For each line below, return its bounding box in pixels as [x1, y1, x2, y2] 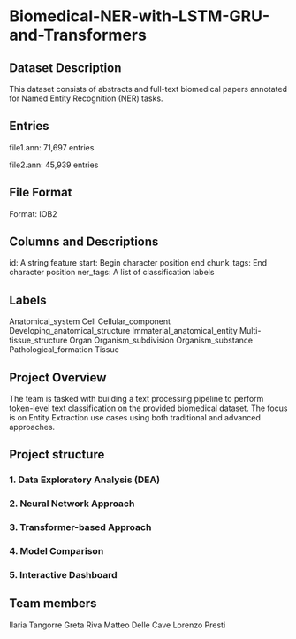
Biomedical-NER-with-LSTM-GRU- [9, 6, 270, 27]
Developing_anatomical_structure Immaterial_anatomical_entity [9, 326, 239, 336]
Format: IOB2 [9, 208, 57, 219]
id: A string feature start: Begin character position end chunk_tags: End [9, 258, 268, 268]
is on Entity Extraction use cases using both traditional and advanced [9, 412, 261, 423]
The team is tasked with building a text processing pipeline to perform [9, 394, 264, 404]
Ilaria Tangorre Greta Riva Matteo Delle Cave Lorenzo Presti [9, 620, 226, 630]
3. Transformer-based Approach [9, 521, 152, 534]
